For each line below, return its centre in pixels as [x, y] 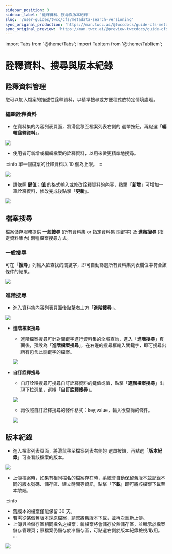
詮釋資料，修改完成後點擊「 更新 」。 [54, 191]
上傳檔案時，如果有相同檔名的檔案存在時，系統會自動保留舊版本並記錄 [87, 478]
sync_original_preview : [31, 29]
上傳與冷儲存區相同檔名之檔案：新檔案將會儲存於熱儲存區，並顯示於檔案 [89, 524]
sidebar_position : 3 [27, 10]
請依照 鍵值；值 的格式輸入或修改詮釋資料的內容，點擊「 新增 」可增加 [86, 184]
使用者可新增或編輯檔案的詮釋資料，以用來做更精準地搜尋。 [76, 153]
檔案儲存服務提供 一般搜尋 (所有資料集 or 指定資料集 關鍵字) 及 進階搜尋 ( [82, 232]
